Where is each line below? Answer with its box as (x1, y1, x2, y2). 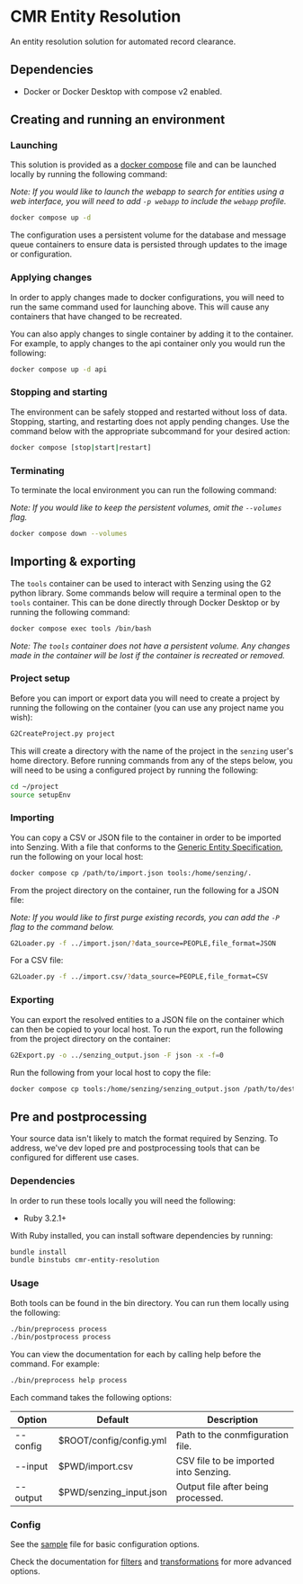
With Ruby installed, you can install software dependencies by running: (10, 1230, 273, 1240)
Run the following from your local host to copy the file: (10, 1067, 211, 1078)
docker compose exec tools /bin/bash (10, 623, 152, 633)
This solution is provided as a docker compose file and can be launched (10, 159, 277, 170)
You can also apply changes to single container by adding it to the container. (10, 328, 294, 339)
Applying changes (10, 272, 93, 284)
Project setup (10, 672, 70, 685)
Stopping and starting (10, 386, 108, 398)
